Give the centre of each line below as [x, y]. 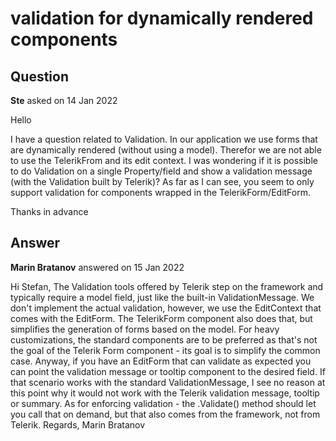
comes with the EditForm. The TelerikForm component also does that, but [161, 318]
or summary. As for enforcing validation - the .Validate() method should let [163, 403]
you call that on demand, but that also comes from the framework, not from [165, 414]
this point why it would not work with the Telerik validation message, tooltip [165, 393]
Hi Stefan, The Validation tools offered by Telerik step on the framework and [167, 286]
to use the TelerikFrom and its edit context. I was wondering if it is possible [164, 160]
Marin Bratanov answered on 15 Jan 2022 [97, 267]
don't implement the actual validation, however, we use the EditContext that [166, 308]
